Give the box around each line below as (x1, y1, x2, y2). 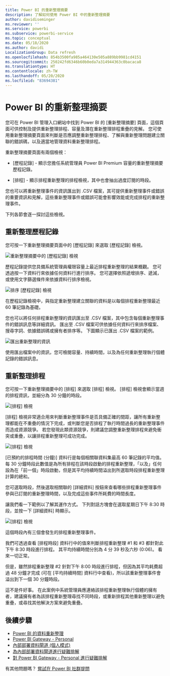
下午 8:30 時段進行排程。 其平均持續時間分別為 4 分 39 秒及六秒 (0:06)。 (5, 546, 157, 553)
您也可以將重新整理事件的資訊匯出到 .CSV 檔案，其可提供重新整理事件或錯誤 (5, 188, 164, 194)
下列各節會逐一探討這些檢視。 (5, 211, 67, 217)
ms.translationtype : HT (5, 64, 56, 69)
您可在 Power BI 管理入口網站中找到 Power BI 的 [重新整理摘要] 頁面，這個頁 (5, 119, 164, 125)
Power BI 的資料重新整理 (12, 630, 64, 636)
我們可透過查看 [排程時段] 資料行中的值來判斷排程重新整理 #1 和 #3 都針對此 (5, 540, 163, 546)
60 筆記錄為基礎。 (5, 304, 44, 310)
